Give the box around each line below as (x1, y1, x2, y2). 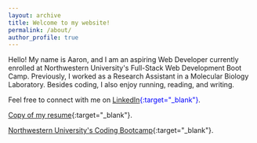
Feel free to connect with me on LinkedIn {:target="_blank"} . (8, 95, 201, 104)
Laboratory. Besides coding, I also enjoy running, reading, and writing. (8, 80, 235, 90)
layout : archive (8, 11, 61, 20)
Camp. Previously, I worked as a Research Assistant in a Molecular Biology (8, 71, 249, 81)
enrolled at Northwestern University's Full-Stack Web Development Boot (8, 64, 242, 73)
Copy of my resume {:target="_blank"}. (8, 111, 133, 120)
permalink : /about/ (8, 26, 72, 34)
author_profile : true (8, 33, 79, 42)
